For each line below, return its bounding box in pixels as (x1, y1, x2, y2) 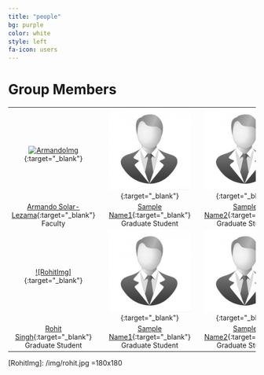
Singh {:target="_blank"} (15, 333, 92, 342)
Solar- (58, 202, 80, 211)
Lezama (11, 211, 38, 220)
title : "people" (8, 13, 61, 20)
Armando (27, 202, 57, 211)
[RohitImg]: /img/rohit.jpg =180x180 (8, 358, 123, 367)
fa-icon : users (8, 46, 58, 54)
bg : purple (8, 20, 44, 29)
